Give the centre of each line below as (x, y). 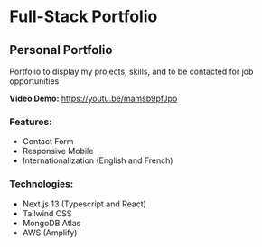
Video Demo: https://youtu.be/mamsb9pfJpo (94, 98)
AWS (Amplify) (50, 233)
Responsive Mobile (58, 151)
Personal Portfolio (61, 50)
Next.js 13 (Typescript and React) (84, 204)
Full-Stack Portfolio (84, 17)
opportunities (34, 81)
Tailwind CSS (47, 213)
